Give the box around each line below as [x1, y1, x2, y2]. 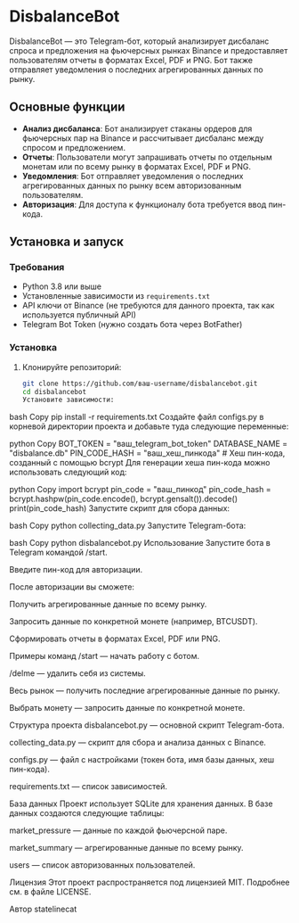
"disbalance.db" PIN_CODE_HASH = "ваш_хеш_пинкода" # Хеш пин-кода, [9, 448, 286, 458]
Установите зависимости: [21, 395, 115, 405]
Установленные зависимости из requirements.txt [21, 291, 211, 301]
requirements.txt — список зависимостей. [9, 781, 167, 792]
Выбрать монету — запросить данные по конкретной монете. [9, 703, 246, 713]
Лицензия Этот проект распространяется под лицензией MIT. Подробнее [9, 877, 290, 888]
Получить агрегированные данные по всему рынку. [9, 599, 207, 610]
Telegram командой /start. [9, 547, 109, 558]
